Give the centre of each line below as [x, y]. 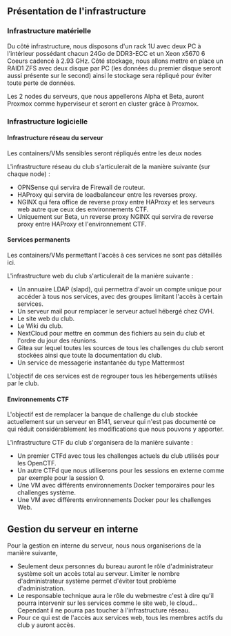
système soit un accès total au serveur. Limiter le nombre [99, 574]
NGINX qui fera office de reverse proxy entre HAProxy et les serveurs [116, 202]
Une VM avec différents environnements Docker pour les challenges [114, 500]
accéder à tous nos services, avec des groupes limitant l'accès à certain [120, 297]
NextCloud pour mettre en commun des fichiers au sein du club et [111, 334]
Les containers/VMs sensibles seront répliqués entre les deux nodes [104, 153]
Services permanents [39, 240]
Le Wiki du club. [40, 326]
